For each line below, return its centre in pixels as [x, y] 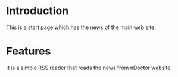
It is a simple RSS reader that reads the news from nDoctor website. [89, 68]
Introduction [38, 11]
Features [29, 51]
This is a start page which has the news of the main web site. [81, 27]
